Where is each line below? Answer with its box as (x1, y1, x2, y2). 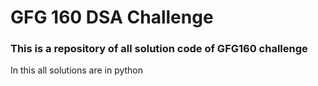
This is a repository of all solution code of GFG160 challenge (10, 42, 308, 56)
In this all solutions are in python (10, 64, 144, 76)
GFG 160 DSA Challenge (10, 6, 214, 29)
